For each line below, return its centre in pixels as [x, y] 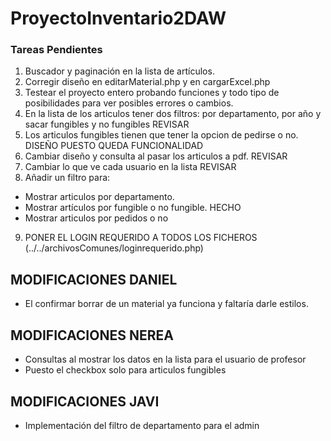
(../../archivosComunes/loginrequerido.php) [114, 248]
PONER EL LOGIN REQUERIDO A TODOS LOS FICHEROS [141, 238]
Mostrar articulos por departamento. [99, 197]
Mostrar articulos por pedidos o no [96, 218]
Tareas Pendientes [56, 50]
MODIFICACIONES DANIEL [94, 279]
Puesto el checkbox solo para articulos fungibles [125, 370]
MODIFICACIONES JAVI [85, 401]
